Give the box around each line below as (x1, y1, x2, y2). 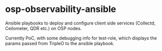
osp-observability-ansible (5, 3, 116, 15)
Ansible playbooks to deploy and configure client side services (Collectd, (5, 20, 156, 26)
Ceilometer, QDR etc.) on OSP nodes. (5, 25, 82, 31)
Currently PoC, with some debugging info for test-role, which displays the (5, 35, 157, 41)
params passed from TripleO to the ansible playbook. (5, 40, 115, 46)
